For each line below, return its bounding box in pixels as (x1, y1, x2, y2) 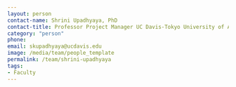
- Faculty (7, 69, 37, 76)
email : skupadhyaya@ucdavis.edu (7, 43, 102, 50)
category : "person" (7, 29, 65, 37)
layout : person (7, 10, 52, 18)
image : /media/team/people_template (7, 50, 114, 57)
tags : (7, 62, 23, 69)
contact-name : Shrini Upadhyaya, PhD (7, 17, 118, 24)
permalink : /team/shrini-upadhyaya (7, 56, 112, 63)
